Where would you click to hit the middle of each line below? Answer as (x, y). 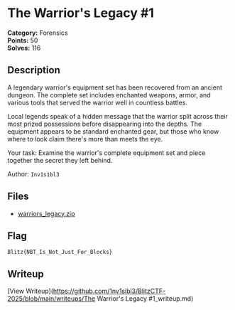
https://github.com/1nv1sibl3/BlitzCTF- (109, 291)
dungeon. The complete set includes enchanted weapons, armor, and (109, 95)
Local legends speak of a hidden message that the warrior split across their (118, 116)
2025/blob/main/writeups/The (51, 299)
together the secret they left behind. (60, 160)
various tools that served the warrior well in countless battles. (98, 102)
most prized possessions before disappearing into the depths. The (105, 124)
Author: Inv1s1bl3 (33, 174)
